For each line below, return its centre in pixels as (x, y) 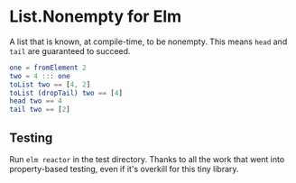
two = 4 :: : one (40, 76)
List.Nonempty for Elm (96, 17)
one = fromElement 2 (48, 68)
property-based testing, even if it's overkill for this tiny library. (124, 169)
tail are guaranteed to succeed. (70, 50)
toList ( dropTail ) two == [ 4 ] (66, 93)
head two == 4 (36, 101)
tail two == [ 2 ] (40, 110)
